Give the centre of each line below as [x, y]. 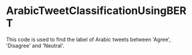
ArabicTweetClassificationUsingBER [96, 11]
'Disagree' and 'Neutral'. [35, 46]
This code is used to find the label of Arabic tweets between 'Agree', [88, 39]
